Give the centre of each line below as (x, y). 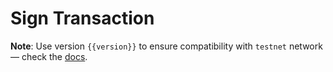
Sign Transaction (82, 18)
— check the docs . (49, 56)
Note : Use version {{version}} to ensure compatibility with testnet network (166, 46)
